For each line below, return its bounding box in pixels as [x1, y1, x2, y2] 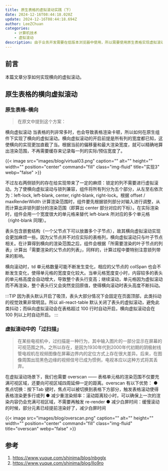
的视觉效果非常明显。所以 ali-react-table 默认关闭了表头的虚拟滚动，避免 [5, 299, 155, 305]
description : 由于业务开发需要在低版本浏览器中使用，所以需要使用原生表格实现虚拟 [5, 40, 157, 45]
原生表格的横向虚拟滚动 [5, 90, 77, 98]
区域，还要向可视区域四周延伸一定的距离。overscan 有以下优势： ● [18, 380, 158, 386]
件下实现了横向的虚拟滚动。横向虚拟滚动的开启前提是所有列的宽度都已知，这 [5, 136, 163, 142]
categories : [5, 26, 30, 31]
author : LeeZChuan [5, 21, 43, 27]
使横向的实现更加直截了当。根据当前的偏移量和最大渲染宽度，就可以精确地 [5, 142, 158, 148]
